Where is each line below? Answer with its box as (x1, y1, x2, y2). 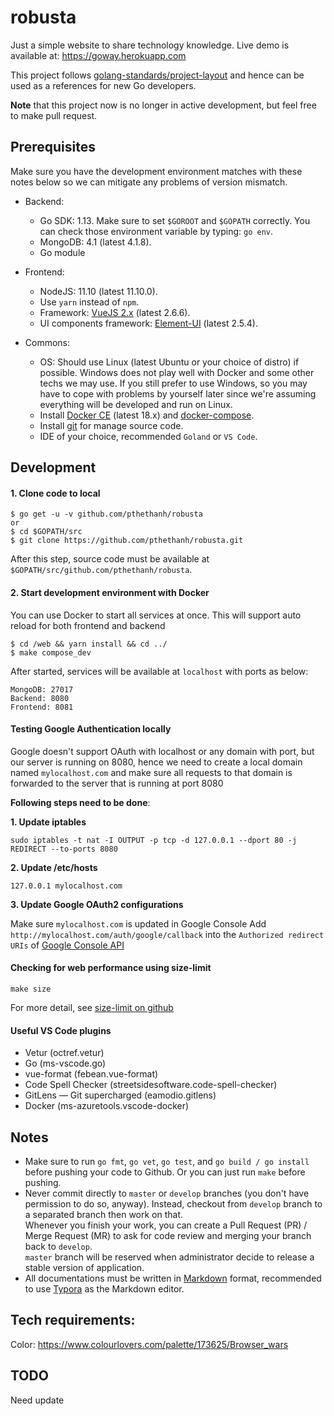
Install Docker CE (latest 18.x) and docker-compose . (39, 409, 255, 421)
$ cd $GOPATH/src (10, 527, 83, 537)
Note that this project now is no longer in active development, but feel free (10, 99, 317, 111)
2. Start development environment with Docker (10, 586, 210, 598)
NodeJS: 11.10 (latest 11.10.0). (39, 285, 158, 297)
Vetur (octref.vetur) (24, 1047, 105, 1059)
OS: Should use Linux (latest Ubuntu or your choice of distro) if (39, 356, 300, 368)
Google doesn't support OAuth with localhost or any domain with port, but (10, 745, 315, 757)
